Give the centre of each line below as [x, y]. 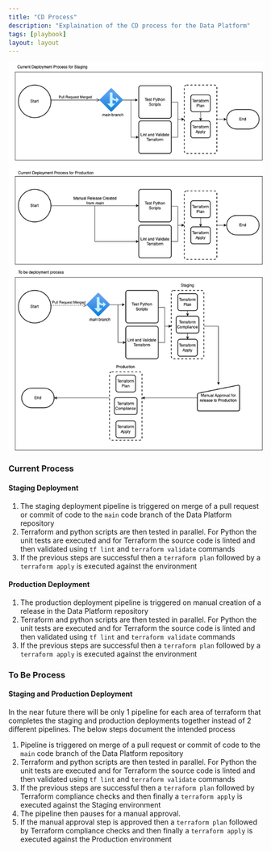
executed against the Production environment [96, 839]
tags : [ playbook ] [38, 34]
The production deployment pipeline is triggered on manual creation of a [141, 602]
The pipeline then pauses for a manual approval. [100, 813]
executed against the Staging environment [90, 804]
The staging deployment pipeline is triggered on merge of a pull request [140, 506]
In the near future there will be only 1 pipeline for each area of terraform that [135, 711]
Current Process [41, 468]
